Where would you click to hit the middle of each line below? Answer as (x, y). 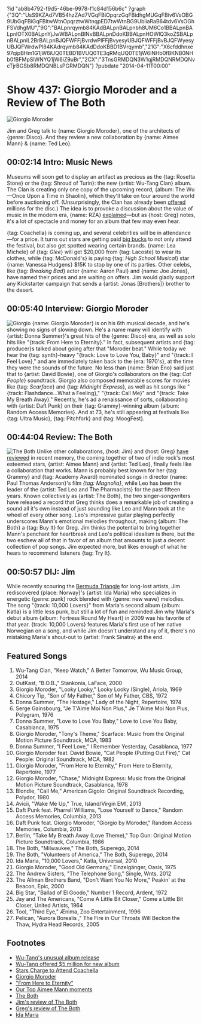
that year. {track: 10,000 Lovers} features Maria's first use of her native (94, 625)
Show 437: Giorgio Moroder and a (92, 90)
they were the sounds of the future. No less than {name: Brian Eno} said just (100, 368)
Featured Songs (37, 656)
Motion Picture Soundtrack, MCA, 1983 (63, 740)
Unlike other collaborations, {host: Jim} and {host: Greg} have (112, 451)
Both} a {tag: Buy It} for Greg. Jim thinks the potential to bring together (94, 528)
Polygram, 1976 (34, 715)
